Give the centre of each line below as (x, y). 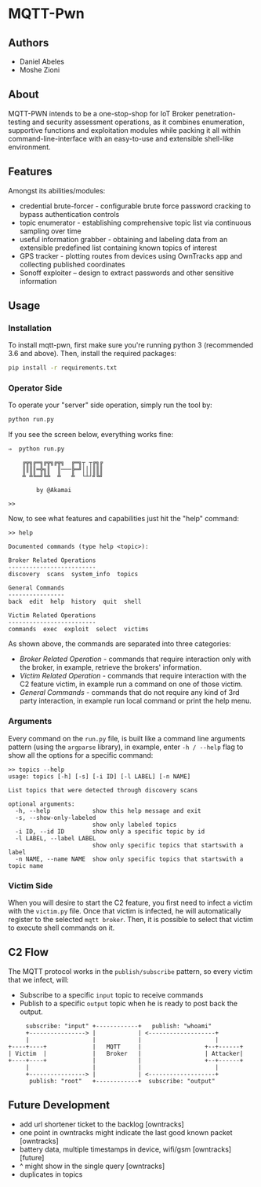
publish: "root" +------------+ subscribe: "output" (122, 1081)
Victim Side (31, 885)
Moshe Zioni (40, 70)
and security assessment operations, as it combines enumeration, (138, 122)
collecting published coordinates (72, 264)
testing (19, 122)
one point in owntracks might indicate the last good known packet (126, 1132)
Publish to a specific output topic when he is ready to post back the (128, 1003)
